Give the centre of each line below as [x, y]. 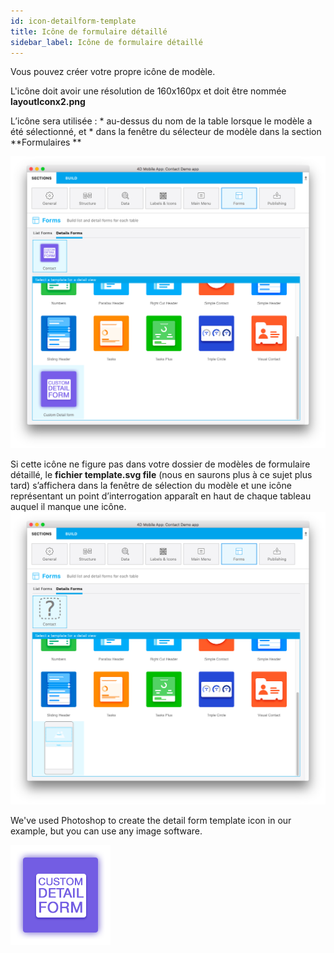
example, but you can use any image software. [106, 831]
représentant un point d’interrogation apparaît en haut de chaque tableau [161, 496]
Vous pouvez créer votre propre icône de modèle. [113, 72]
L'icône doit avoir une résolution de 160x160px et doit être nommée [148, 91]
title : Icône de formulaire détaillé [89, 31]
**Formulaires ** [46, 142]
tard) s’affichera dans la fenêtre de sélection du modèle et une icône [151, 486]
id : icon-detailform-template [73, 21]
